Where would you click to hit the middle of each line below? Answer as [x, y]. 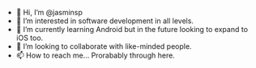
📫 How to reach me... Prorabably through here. [96, 55]
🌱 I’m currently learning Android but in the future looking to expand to [132, 29]
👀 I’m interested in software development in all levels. [105, 21]
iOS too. [30, 38]
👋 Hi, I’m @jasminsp [49, 12]
